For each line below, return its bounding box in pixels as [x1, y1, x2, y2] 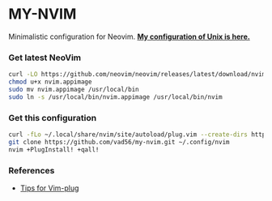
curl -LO [8, 71, 38, 79]
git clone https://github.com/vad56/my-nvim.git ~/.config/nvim [8, 138, 230, 146]
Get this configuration [8, 112, 97, 123]
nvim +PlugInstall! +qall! [8, 145, 100, 154]
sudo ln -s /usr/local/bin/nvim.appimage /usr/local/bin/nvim [8, 92, 223, 101]
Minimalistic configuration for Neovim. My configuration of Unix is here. [8, 32, 251, 41]
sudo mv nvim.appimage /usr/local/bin [8, 85, 139, 93]
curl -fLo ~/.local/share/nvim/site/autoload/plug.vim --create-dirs [8, 130, 249, 139]
